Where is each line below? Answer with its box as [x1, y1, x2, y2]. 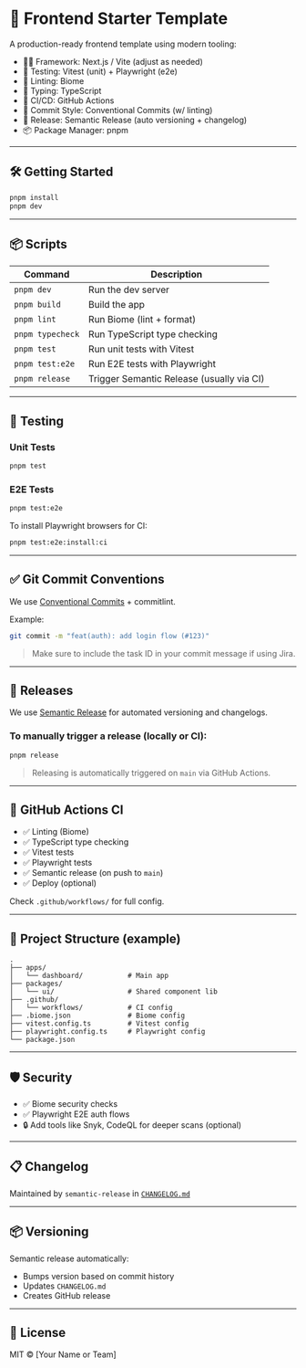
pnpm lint [14, 314, 56, 325]
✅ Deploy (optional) [22, 878, 97, 889]
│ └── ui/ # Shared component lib [9, 987, 219, 996]
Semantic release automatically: [9, 1253, 129, 1264]
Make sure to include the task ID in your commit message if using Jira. [31, 647, 296, 658]
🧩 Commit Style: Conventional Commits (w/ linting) [22, 104, 213, 115]
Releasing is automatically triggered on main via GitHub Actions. [31, 767, 271, 778]
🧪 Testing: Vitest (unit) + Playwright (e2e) [22, 66, 178, 77]
